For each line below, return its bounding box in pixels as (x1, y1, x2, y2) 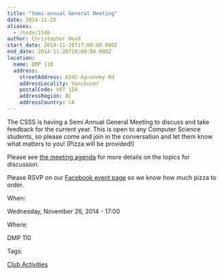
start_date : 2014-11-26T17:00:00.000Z (7, 42, 118, 49)
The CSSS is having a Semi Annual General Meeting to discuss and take (7, 118, 210, 126)
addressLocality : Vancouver (19, 80, 99, 87)
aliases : (7, 23, 32, 29)
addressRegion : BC (19, 93, 72, 100)
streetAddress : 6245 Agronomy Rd (19, 73, 115, 81)
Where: (7, 220, 28, 228)
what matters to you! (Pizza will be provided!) (7, 140, 135, 148)
